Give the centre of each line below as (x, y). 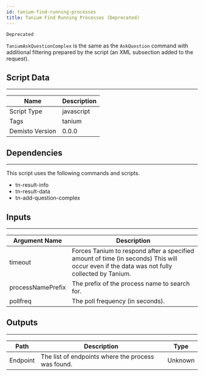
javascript (76, 111)
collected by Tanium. (102, 273)
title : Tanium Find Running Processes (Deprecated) (73, 18)
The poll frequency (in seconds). (118, 301)
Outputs (22, 323)
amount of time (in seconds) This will (125, 258)
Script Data (28, 78)
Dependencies (34, 153)
